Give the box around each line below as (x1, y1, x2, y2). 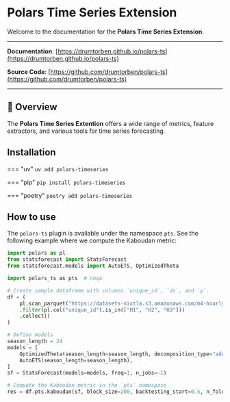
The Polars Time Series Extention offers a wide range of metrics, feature (7, 119, 214, 127)
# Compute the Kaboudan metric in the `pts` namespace (7, 382, 167, 389)
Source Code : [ (7, 67, 51, 76)
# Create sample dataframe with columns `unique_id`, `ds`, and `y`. (7, 287, 210, 294)
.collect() (19, 313, 51, 320)
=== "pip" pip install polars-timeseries (7, 178, 126, 186)
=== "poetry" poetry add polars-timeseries (7, 191, 133, 199)
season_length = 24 (7, 338, 63, 344)
